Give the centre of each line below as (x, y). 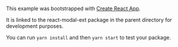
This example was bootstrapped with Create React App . (73, 9)
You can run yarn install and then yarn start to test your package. (88, 37)
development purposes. (35, 26)
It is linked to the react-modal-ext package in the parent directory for (89, 20)
